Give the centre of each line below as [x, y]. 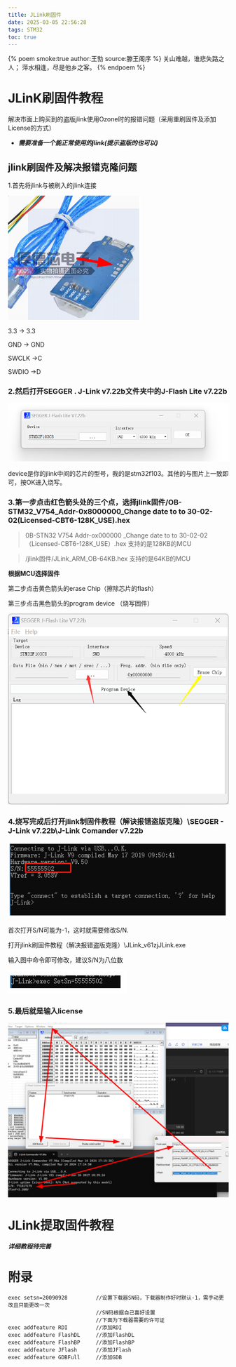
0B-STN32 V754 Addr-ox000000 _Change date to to [101, 535]
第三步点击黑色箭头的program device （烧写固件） [81, 603]
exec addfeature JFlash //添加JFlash [70, 1350]
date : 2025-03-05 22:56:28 [47, 22]
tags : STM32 [25, 29]
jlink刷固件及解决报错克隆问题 [72, 167]
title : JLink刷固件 [35, 15]
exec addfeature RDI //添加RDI [65, 1327]
